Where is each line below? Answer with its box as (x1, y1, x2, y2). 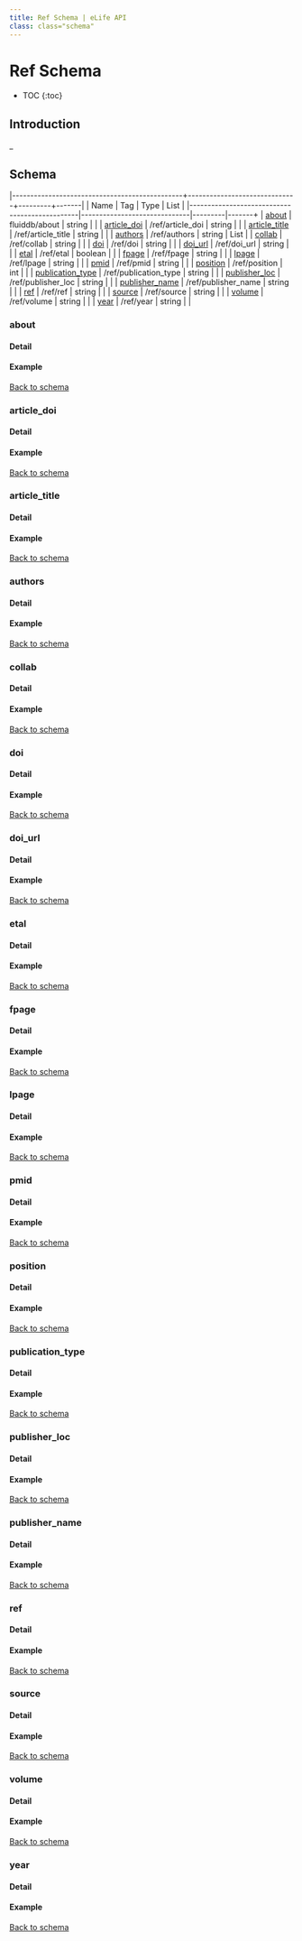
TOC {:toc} (22, 90, 63, 101)
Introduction (9, 116, 81, 132)
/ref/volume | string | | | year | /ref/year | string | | (9, 296, 192, 307)
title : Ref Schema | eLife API (9, 13, 127, 23)
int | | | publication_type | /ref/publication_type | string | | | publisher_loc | (9, 267, 281, 278)
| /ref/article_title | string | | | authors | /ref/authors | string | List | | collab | (9, 229, 282, 240)
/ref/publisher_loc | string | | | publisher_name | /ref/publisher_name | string (9, 277, 290, 288)
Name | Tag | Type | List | (91, 200, 185, 211)
